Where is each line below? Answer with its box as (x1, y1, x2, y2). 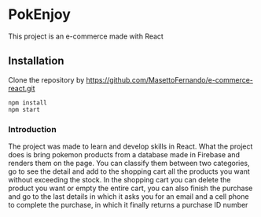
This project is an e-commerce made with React (8, 31, 164, 41)
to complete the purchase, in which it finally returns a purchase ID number (8, 200, 248, 210)
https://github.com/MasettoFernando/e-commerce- (86, 75, 254, 84)
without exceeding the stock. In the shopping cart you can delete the (8, 175, 231, 185)
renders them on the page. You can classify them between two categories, (8, 159, 250, 168)
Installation (8, 54, 64, 68)
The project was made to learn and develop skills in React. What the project (8, 142, 253, 151)
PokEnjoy (8, 6, 71, 24)
